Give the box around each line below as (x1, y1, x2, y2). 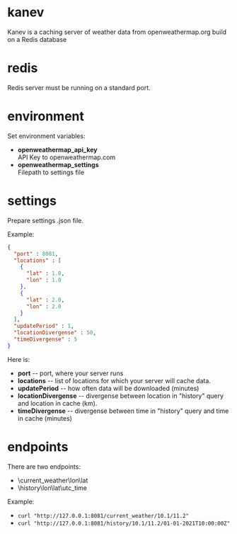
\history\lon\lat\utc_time (17, 483, 87, 492)
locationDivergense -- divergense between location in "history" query (17, 391, 224, 400)
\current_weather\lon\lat (17, 476, 88, 484)
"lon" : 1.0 (25, 277, 62, 284)
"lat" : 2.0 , (25, 296, 65, 303)
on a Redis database (7, 35, 67, 43)
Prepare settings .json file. (7, 216, 83, 225)
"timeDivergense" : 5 (13, 336, 78, 343)
